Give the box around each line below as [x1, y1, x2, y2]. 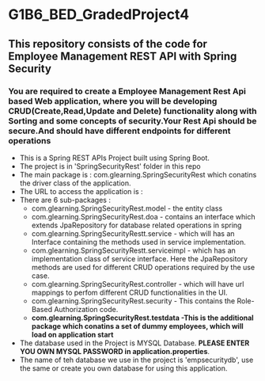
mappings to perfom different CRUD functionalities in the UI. [31, 288, 228, 297]
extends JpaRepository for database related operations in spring [31, 220, 242, 230]
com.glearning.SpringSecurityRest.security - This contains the [31, 295, 236, 306]
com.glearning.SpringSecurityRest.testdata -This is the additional [31, 313, 255, 322]
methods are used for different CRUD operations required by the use [31, 262, 256, 272]
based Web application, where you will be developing [8, 95, 218, 106]
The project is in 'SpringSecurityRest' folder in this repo [19, 161, 201, 171]
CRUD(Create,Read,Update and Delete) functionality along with [8, 105, 257, 116]
